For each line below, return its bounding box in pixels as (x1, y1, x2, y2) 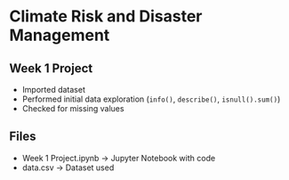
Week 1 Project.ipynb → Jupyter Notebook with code (21, 152, 216, 163)
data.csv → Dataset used (21, 162, 115, 173)
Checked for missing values (21, 103, 124, 113)
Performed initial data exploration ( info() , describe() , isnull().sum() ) (21, 94, 281, 104)
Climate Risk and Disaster (9, 6, 203, 27)
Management (9, 25, 110, 45)
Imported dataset (21, 85, 86, 94)
